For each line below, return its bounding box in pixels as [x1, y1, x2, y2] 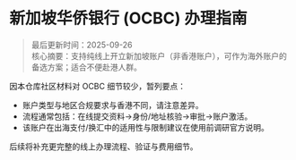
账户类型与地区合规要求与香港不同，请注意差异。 [22, 99, 204, 110]
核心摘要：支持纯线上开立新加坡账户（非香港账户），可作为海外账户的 [30, 50, 287, 61]
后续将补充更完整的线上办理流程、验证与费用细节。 [9, 140, 198, 152]
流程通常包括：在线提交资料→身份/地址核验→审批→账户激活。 [22, 111, 253, 122]
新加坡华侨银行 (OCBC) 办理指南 [9, 8, 248, 29]
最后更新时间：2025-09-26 [30, 39, 133, 50]
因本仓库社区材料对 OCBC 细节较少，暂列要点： [9, 80, 187, 91]
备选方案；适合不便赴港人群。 [30, 62, 142, 72]
